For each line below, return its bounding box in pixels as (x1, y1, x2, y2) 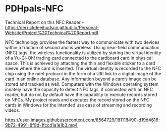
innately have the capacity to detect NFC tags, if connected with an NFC (5, 86, 153, 92)
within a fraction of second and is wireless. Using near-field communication (5, 44, 160, 50)
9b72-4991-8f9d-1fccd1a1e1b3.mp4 (5, 122, 78, 128)
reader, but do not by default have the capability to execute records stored (5, 92, 157, 98)
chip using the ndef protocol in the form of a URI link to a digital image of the (5, 70, 162, 76)
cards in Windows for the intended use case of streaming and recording (5, 102, 152, 108)
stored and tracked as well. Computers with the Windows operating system (5, 81, 159, 87)
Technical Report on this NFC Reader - (5, 19, 84, 25)
